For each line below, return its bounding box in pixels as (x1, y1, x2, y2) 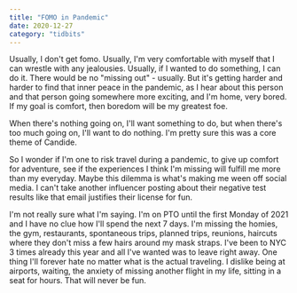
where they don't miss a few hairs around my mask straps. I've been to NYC (9, 237, 286, 249)
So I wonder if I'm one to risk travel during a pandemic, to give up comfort (9, 154, 279, 165)
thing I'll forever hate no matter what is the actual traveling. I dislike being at (9, 257, 285, 267)
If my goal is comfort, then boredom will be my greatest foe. (9, 101, 228, 112)
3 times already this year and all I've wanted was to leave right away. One (9, 247, 277, 257)
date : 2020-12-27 (9, 21, 74, 30)
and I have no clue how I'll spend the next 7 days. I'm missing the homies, (9, 218, 278, 229)
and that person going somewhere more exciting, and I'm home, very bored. (9, 91, 287, 102)
